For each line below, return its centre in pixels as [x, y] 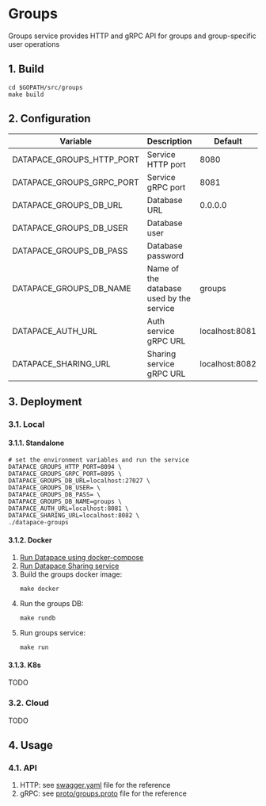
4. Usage [30, 745]
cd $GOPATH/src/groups [46, 87]
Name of [163, 268]
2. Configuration [49, 119]
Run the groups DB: [51, 604]
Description [169, 141]
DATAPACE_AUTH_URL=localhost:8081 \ [68, 509]
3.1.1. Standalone [36, 443]
